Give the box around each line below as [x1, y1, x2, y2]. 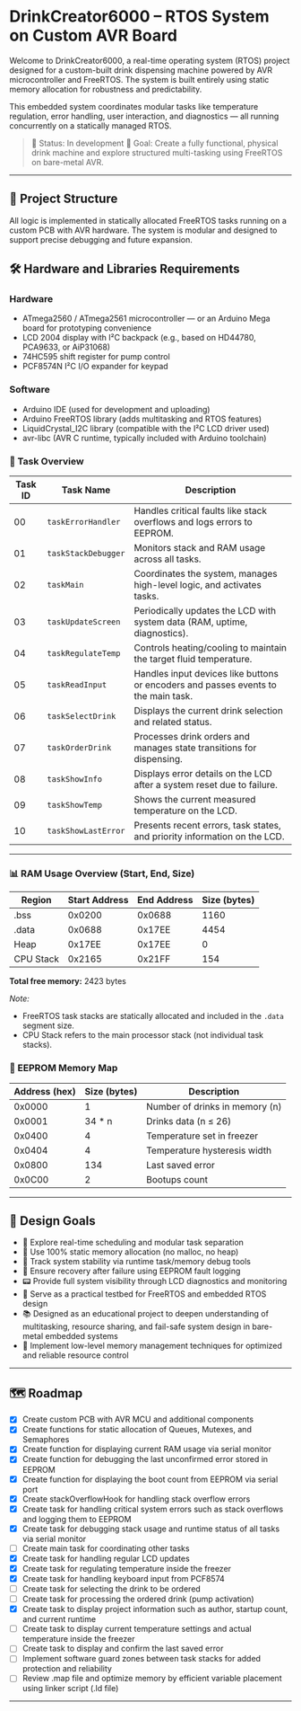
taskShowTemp [47, 800, 103, 811]
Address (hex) [13, 1085, 76, 1097]
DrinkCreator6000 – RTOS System [9, 6, 271, 27]
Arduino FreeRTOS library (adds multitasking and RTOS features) [21, 413, 262, 424]
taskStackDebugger [47, 548, 125, 559]
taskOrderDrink [47, 743, 112, 753]
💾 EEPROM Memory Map [9, 1062, 118, 1075]
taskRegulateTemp [47, 649, 121, 659]
